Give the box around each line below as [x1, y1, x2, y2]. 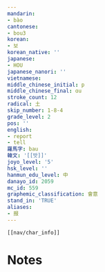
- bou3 [7, 29, 26, 37]
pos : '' [7, 119, 30, 127]
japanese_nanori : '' [7, 68, 67, 75]
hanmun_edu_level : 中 [7, 171, 68, 178]
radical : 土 [7, 101, 41, 108]
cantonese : [7, 23, 39, 30]
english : [7, 126, 32, 133]
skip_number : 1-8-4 [7, 107, 64, 114]
